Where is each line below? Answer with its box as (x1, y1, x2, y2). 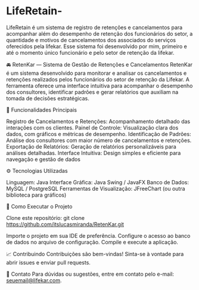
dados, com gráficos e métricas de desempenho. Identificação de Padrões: (6, 130, 192, 137)
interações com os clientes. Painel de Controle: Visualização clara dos (6, 124, 179, 131)
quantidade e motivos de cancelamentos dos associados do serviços (6, 36, 176, 43)
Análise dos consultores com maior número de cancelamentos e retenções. (6, 137, 192, 144)
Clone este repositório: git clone (6, 214, 85, 221)
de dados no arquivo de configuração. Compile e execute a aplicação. (6, 238, 179, 245)
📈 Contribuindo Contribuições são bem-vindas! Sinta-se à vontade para (6, 250, 184, 257)
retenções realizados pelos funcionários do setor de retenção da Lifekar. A (6, 75, 189, 83)
